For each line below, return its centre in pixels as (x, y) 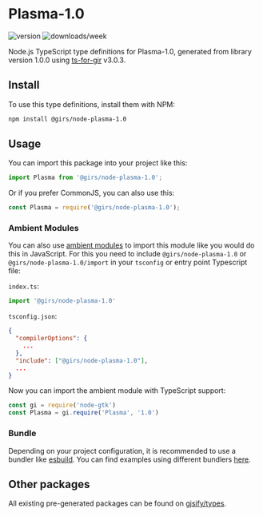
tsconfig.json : (33, 316)
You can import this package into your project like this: (98, 163)
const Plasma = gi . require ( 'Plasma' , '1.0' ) (84, 413)
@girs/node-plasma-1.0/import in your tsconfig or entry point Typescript (128, 262)
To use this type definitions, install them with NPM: (92, 104)
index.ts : (24, 286)
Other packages (49, 484)
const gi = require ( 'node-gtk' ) (62, 405)
